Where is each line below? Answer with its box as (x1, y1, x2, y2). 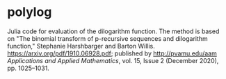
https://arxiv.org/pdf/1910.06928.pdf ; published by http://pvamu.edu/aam (7, 49, 217, 58)
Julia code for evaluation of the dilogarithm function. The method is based (7, 27, 220, 35)
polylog (7, 4, 52, 20)
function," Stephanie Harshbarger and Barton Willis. (7, 42, 155, 50)
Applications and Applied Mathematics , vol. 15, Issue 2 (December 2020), (7, 56, 219, 64)
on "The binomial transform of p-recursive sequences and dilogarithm (7, 34, 209, 42)
